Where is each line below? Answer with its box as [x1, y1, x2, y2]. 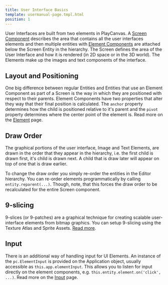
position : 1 [5, 17, 30, 22]
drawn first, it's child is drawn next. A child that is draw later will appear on [5, 156, 159, 161]
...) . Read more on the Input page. [5, 274, 79, 280]
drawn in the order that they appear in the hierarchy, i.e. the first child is [5, 150, 153, 156]
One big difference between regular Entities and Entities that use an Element [5, 85, 163, 91]
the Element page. [5, 117, 43, 123]
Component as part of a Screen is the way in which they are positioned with [5, 90, 162, 96]
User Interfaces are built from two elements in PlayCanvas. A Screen [5, 31, 147, 37]
